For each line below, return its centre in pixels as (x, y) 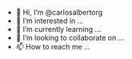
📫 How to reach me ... (53, 47)
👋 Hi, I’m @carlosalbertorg (59, 12)
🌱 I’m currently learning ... (58, 29)
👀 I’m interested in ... (50, 21)
